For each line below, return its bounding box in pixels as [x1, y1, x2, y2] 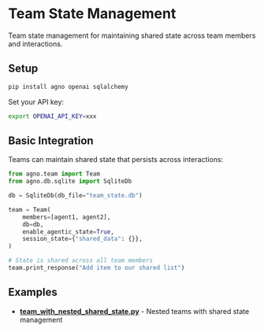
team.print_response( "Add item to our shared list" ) [8, 264, 185, 272]
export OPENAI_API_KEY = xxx [8, 112, 97, 120]
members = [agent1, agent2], [22, 213, 111, 221]
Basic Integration [8, 134, 94, 147]
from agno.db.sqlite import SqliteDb [8, 178, 132, 186]
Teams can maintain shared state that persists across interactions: [8, 155, 224, 164]
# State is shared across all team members [8, 256, 154, 264]
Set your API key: [8, 97, 65, 106]
